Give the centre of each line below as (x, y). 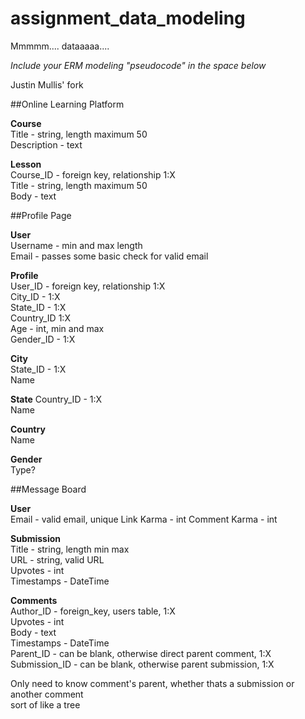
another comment (47, 694)
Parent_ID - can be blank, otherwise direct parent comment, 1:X (141, 653)
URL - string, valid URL (57, 559)
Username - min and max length (76, 245)
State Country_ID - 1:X (56, 399)
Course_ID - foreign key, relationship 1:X (93, 174)
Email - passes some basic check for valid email (109, 256)
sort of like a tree (45, 704)
